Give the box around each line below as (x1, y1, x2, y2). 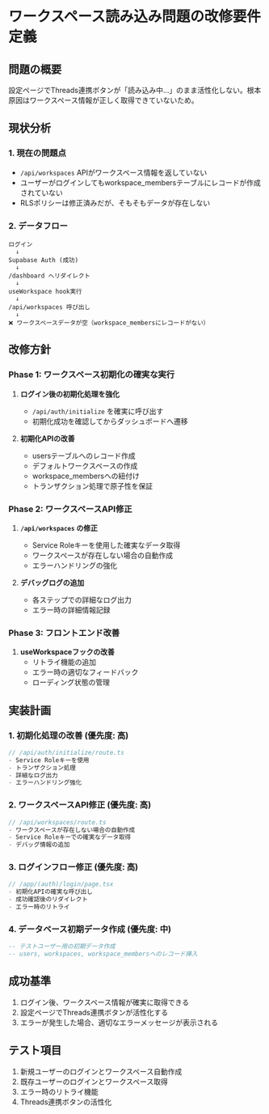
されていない (19, 188, 63, 197)
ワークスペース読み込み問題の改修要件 (8, 7, 261, 26)
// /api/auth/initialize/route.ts (8, 748, 125, 756)
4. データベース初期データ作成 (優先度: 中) (8, 923, 172, 934)
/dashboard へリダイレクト (8, 272, 90, 280)
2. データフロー (8, 220, 69, 231)
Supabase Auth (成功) (8, 256, 79, 264)
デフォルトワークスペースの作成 (32, 460, 138, 470)
